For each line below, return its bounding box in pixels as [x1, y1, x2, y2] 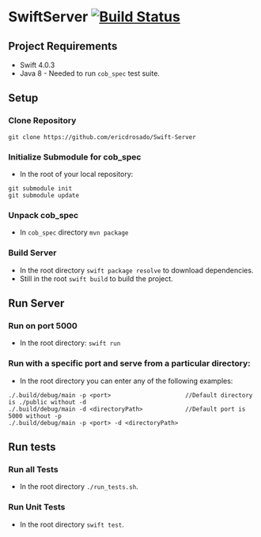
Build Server [8, 247, 57, 258]
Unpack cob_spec [8, 209, 79, 220]
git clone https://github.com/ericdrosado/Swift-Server [8, 133, 196, 141]
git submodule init [8, 184, 73, 193]
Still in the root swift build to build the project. [19, 273, 174, 284]
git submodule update [8, 191, 80, 199]
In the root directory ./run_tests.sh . [19, 482, 138, 491]
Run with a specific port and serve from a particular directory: [8, 358, 251, 369]
